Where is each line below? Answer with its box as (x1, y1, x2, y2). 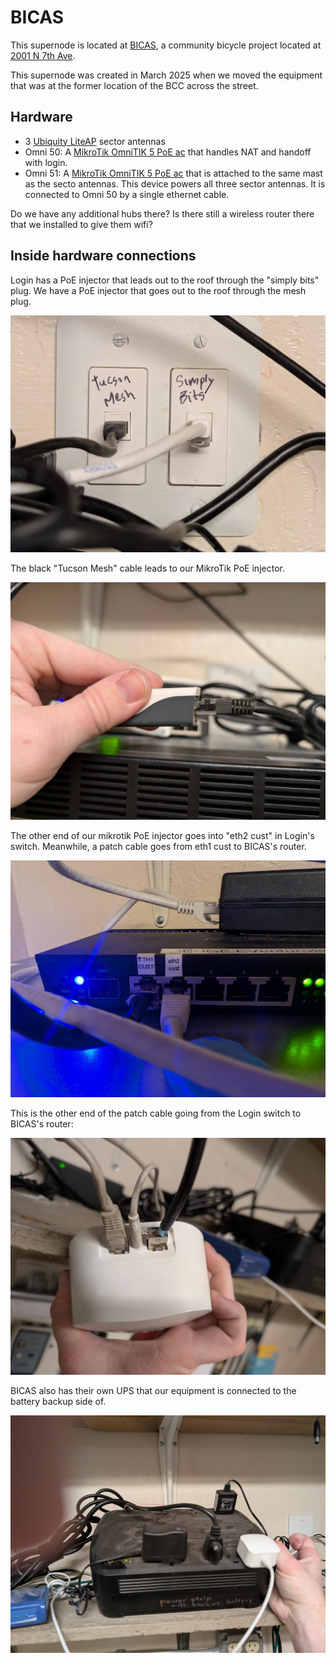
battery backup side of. (10, 1396, 107, 1408)
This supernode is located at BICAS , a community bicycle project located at (10, 39, 322, 51)
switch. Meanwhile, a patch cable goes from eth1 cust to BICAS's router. (10, 840, 307, 852)
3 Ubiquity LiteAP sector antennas (24, 135, 166, 147)
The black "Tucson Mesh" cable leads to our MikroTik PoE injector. (10, 562, 285, 575)
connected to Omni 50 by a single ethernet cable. (24, 188, 230, 200)
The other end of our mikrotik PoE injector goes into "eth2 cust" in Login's (10, 829, 315, 841)
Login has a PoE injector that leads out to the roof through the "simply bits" (10, 274, 320, 286)
